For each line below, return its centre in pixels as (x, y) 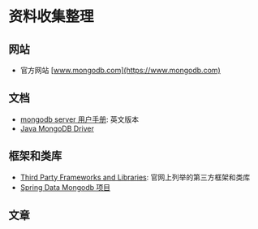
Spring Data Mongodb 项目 (65, 187)
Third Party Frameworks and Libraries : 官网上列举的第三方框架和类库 (135, 177)
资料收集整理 (52, 17)
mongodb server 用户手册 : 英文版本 (80, 119)
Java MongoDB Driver (57, 128)
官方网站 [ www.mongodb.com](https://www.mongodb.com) (120, 70)
